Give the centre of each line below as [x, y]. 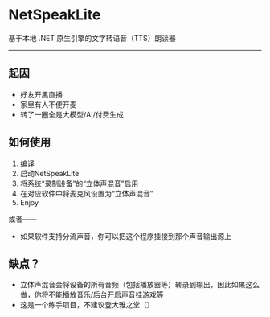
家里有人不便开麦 [48, 104]
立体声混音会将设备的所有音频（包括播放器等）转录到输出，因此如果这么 [139, 285]
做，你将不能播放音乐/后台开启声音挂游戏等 [92, 294]
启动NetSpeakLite [49, 173]
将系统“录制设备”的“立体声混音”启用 [79, 183]
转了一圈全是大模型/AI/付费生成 [72, 114]
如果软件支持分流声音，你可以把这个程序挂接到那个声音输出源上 [125, 236]
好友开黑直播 [41, 94]
